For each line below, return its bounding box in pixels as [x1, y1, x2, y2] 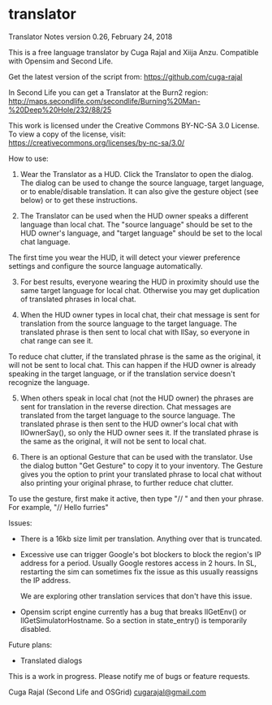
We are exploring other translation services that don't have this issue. [19, 590, 253, 601]
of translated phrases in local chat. [19, 294, 136, 304]
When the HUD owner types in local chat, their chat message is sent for [19, 309, 261, 319]
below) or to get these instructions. [19, 195, 138, 205]
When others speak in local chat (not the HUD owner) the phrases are [19, 393, 254, 403]
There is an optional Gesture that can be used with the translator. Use [19, 452, 253, 461]
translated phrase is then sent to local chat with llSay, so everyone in [19, 327, 250, 337]
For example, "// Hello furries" [8, 502, 110, 512]
